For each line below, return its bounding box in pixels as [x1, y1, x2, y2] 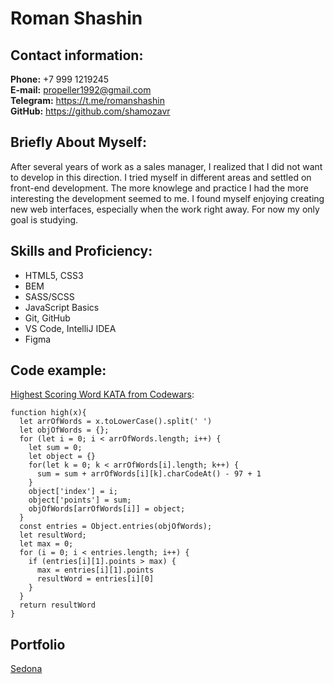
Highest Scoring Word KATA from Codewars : [10, 388, 195, 401]
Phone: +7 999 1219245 [10, 73, 110, 85]
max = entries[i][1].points [36, 565, 155, 576]
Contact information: [10, 47, 144, 64]
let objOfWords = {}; [19, 425, 110, 436]
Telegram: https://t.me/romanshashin [10, 95, 165, 106]
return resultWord [19, 600, 97, 611]
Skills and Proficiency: [10, 243, 153, 260]
